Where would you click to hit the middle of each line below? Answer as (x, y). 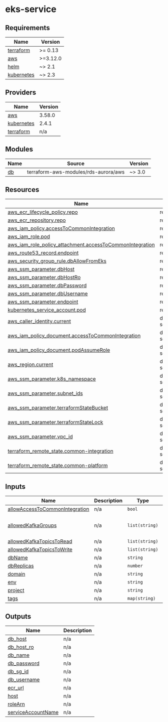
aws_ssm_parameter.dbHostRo (44, 277)
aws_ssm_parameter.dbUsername (48, 294)
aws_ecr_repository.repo (37, 220)
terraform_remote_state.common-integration (60, 451)
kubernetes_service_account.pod (47, 310)
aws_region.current (30, 365)
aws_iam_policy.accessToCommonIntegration (61, 228)
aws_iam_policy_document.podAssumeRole (59, 350)
